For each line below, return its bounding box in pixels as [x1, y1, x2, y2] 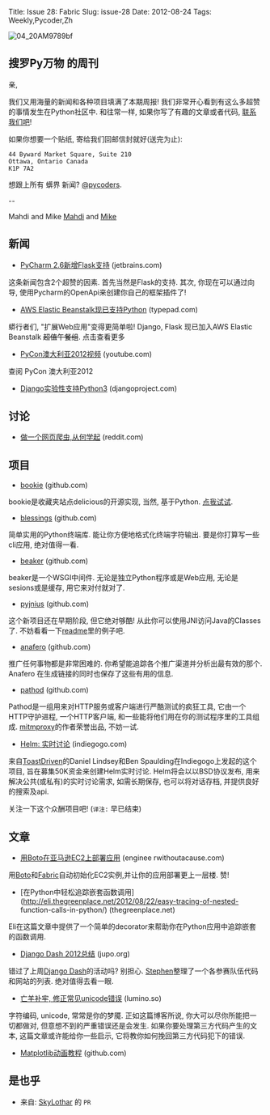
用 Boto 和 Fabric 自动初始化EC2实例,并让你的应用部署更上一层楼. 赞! [8, 870, 230, 880]
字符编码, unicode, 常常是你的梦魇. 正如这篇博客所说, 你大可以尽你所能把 [8, 1011, 250, 1020]
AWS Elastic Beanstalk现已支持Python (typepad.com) [19, 304, 198, 314]
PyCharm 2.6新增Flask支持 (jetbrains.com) [19, 260, 162, 269]
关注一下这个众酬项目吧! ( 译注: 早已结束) [8, 804, 142, 814]
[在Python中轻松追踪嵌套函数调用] [19, 888, 135, 897]
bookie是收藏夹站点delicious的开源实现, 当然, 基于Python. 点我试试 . [8, 497, 234, 507]
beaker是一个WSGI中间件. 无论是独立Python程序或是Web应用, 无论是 [8, 573, 238, 583]
